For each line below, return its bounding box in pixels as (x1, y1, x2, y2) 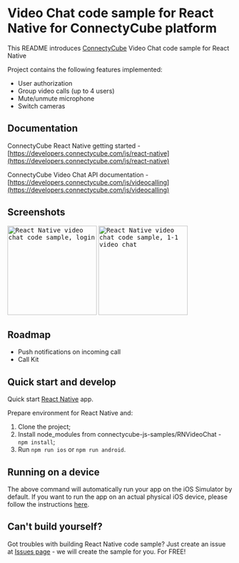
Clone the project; (17, 422, 71, 431)
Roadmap (7, 328, 51, 340)
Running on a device (7, 466, 100, 478)
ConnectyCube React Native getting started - (7, 141, 141, 150)
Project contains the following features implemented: (7, 65, 163, 73)
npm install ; (17, 437, 56, 447)
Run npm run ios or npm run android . (17, 445, 126, 454)
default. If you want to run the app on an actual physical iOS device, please (7, 492, 228, 501)
